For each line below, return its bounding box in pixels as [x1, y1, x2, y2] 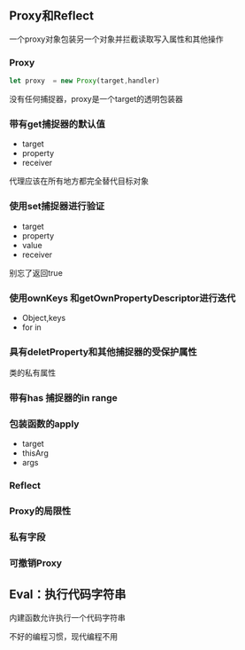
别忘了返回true [9, 267, 64, 278]
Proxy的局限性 [9, 505, 72, 517]
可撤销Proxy [9, 557, 62, 569]
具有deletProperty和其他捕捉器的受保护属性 [9, 345, 197, 357]
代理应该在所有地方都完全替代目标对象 [9, 176, 149, 186]
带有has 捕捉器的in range [9, 392, 118, 404]
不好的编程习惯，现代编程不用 [9, 630, 118, 641]
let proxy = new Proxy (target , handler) [9, 76, 161, 86]
